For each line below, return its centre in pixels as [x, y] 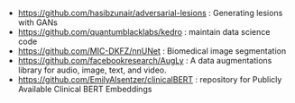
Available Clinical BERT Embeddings [85, 89]
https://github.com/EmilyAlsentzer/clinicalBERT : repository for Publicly [150, 79]
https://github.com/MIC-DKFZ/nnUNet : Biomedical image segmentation [152, 51]
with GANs [38, 22]
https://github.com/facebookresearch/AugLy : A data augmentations [145, 60]
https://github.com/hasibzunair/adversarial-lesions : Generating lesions [150, 13]
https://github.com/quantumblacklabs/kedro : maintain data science [144, 32]
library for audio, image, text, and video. [92, 70]
